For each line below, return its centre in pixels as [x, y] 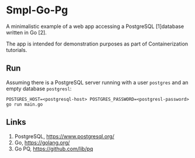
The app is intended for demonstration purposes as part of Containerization [97, 44]
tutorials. [17, 50]
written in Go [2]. [26, 32]
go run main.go [25, 104]
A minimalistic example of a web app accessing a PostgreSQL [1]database [95, 26]
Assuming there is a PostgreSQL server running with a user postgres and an [97, 82]
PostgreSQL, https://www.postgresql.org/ [65, 136]
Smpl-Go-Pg [37, 10]
